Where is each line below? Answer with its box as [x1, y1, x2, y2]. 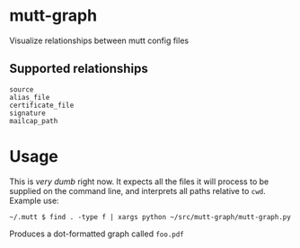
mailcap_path [9, 116, 58, 126]
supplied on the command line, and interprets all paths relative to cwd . [9, 185, 267, 196]
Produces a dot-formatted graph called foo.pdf [9, 228, 184, 239]
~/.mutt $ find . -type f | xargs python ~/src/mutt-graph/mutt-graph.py [9, 212, 292, 221]
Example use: [9, 195, 60, 206]
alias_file [9, 93, 50, 102]
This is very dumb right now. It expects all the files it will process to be [9, 176, 269, 187]
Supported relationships [9, 61, 148, 76]
